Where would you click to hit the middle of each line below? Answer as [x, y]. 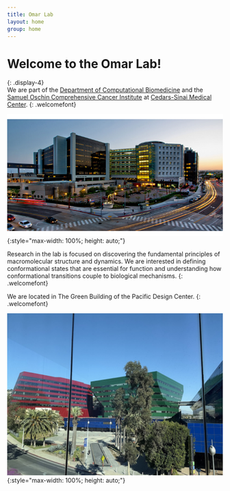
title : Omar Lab [30, 14]
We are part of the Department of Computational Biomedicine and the [105, 90]
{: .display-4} [26, 83]
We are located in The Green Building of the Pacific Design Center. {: [104, 296]
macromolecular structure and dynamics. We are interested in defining [106, 261]
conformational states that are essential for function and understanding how [114, 268]
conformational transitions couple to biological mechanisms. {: [95, 276]
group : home [24, 29]
